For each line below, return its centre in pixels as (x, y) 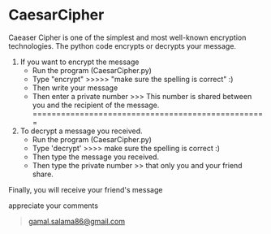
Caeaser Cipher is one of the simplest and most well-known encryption (127, 37)
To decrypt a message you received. (82, 131)
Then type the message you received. (96, 157)
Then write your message (75, 88)
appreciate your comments (54, 206)
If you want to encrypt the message (80, 62)
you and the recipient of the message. (96, 105)
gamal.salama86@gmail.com (77, 221)
